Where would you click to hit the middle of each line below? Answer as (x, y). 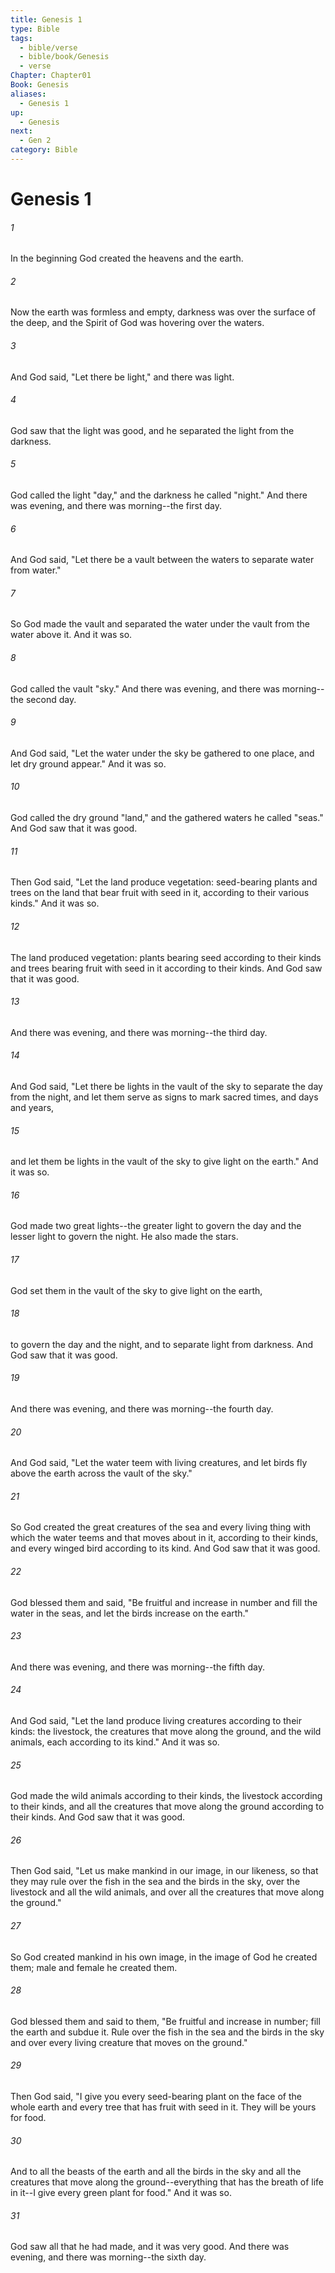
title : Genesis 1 (46, 19)
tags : (21, 38)
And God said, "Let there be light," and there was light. (122, 377)
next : (21, 131)
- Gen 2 (35, 141)
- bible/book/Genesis (64, 57)
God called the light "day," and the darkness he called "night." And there (159, 495)
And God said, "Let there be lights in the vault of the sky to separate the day (166, 1086)
